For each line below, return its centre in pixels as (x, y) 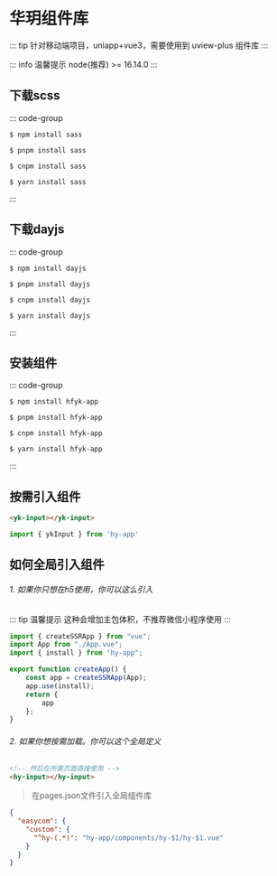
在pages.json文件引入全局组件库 (91, 796)
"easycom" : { (42, 821)
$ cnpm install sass (48, 166)
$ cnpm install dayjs (50, 300)
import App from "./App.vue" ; (66, 645)
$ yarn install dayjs (50, 316)
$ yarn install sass (48, 182)
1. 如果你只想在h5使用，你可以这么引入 (81, 589)
